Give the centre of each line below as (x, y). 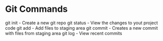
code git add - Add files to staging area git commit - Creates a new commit (81, 28)
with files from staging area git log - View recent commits (64, 33)
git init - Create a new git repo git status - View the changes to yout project (81, 23)
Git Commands (36, 9)
